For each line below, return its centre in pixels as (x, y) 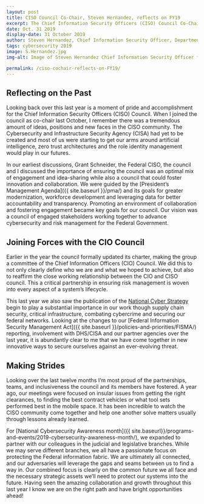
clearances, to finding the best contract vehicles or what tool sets (88, 399)
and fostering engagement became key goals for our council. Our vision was (102, 210)
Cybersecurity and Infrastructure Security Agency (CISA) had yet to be (95, 133)
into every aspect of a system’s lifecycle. (57, 289)
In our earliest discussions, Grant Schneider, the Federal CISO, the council (99, 165)
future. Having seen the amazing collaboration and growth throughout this (99, 483)
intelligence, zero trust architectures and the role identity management (94, 146)
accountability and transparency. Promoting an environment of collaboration (102, 204)
